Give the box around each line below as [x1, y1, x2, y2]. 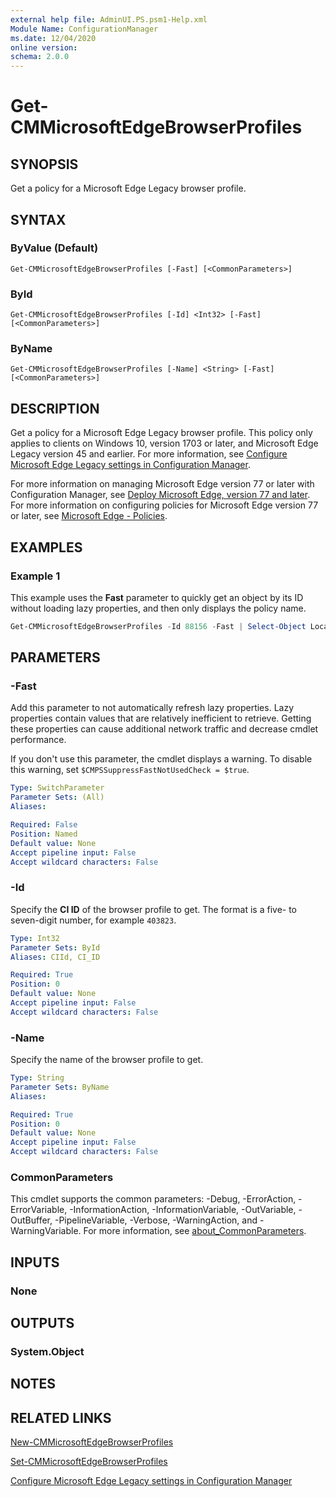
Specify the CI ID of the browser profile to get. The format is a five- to [10, 903, 298, 915]
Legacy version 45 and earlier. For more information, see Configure [10, 448, 288, 460]
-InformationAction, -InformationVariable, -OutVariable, [69, 1204, 297, 1216]
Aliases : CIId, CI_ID [10, 952, 101, 962]
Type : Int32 [10, 933, 60, 943]
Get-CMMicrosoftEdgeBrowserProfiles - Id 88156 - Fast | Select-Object [10, 621, 307, 631]
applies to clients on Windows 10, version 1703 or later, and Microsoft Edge [10, 437, 319, 450]
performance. [10, 734, 67, 746]
